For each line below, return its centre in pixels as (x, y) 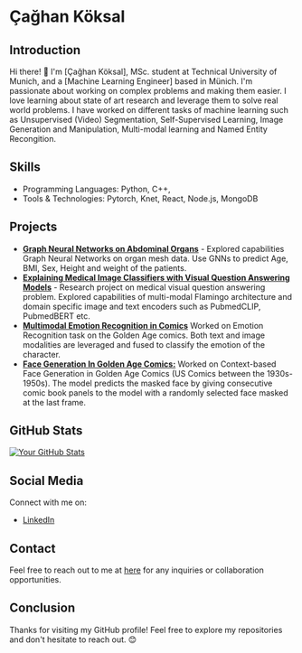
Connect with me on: (48, 502)
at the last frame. (54, 402)
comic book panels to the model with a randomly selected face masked (156, 392)
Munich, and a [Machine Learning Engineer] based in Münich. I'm (131, 81)
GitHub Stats (46, 431)
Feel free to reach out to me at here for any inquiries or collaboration (137, 570)
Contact (33, 548)
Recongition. (33, 139)
